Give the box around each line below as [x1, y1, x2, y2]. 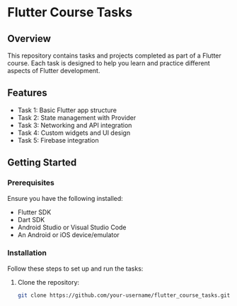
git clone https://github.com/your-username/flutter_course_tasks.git [17, 292, 231, 299]
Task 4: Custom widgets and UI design [17, 129, 131, 137]
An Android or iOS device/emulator [17, 230, 120, 239]
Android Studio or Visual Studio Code [17, 223, 127, 231]
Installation [7, 248, 47, 258]
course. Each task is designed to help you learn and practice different [7, 59, 210, 67]
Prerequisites [7, 178, 54, 188]
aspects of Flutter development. [7, 67, 100, 75]
